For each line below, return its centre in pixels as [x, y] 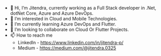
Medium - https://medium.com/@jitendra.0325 [67, 48]
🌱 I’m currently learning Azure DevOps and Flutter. [63, 24]
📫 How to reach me [31, 35]
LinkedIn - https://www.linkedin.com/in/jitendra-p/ [71, 43]
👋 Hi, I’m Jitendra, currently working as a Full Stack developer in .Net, [83, 8]
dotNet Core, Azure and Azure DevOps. [52, 13]
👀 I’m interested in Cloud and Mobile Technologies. [64, 19]
